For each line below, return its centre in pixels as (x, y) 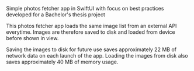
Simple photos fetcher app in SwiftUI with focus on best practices (85, 8)
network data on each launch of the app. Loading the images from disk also (97, 56)
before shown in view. (32, 38)
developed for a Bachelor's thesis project (56, 15)
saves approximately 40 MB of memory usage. (62, 62)
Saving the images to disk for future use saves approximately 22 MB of (91, 49)
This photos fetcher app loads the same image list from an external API (91, 26)
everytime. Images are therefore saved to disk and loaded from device (91, 32)
